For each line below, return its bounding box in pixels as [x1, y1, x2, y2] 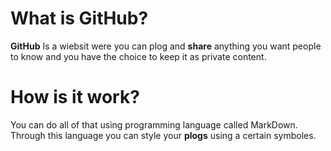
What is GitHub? [10, 7, 149, 30]
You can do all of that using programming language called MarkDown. [10, 118, 298, 131]
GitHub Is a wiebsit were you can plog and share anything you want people [10, 40, 322, 52]
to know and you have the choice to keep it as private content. [10, 50, 267, 62]
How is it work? [10, 86, 140, 109]
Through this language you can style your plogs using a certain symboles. [10, 129, 317, 141]
